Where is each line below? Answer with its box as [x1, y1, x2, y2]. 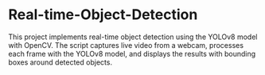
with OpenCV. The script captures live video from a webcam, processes [8, 40, 244, 49]
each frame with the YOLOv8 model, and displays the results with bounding [8, 49, 256, 58]
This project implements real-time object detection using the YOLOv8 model [8, 32, 258, 41]
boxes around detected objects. [8, 57, 113, 67]
